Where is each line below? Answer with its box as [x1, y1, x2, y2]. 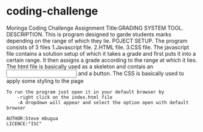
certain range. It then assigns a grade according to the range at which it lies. [6, 56, 198, 64]
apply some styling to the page [6, 77, 84, 84]
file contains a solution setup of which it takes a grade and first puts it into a [6, 50, 196, 57]
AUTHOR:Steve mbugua [6, 115, 59, 122]
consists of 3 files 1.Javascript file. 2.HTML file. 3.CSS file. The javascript [6, 44, 190, 51]
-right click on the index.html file [17, 94, 113, 101]
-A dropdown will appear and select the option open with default [17, 99, 189, 105]
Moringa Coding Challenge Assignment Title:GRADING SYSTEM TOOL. [6, 24, 184, 31]
